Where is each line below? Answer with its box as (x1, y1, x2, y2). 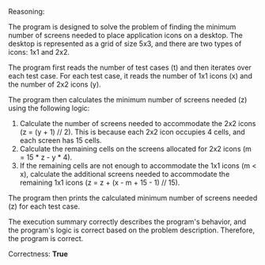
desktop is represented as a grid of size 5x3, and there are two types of (8, 39, 242, 48)
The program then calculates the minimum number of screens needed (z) (8, 95, 248, 104)
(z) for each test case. (8, 202, 81, 211)
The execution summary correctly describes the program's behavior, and (8, 217, 247, 226)
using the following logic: (8, 103, 90, 113)
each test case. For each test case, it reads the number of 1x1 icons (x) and (8, 71, 253, 80)
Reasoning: (8, 7, 45, 16)
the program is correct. (8, 234, 84, 243)
